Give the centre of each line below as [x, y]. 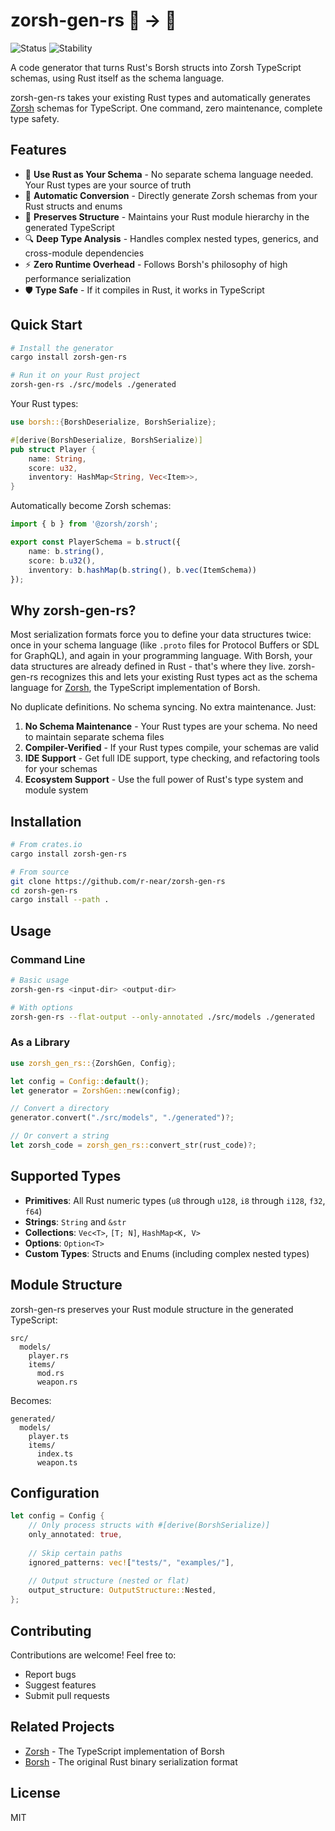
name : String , [57, 459]
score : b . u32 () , [62, 560]
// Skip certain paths [75, 1553]
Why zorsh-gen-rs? [73, 610]
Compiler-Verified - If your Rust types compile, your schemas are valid [172, 748]
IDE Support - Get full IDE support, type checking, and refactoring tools [172, 758]
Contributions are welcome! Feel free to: [93, 1655]
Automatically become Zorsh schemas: [91, 506]
